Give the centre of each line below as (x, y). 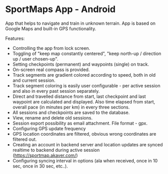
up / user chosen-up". (35, 59)
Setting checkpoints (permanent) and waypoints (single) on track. (81, 64)
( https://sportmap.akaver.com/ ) (45, 155)
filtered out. (24, 139)
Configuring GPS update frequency (49, 128)
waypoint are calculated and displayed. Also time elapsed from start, (84, 101)
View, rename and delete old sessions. (52, 118)
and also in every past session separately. (56, 91)
